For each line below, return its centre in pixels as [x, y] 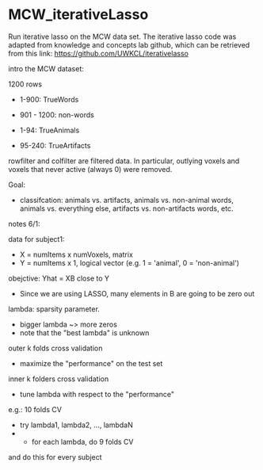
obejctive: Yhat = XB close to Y [59, 278]
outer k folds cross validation [55, 348]
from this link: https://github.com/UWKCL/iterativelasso [98, 53]
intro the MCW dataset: [46, 68]
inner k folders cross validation [59, 379]
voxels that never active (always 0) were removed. [90, 169]
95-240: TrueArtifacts [55, 145]
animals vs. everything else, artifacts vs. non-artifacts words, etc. [126, 208]
